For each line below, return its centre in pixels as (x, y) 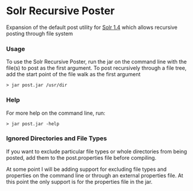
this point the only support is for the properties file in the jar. (79, 182)
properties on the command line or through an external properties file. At (95, 175)
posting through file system (40, 33)
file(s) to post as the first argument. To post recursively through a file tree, (96, 68)
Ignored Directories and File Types (57, 138)
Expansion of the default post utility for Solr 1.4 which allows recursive (92, 27)
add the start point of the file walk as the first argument (73, 75)
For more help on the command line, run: (56, 113)
